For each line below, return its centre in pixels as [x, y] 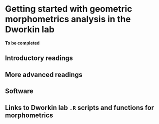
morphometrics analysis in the [68, 19]
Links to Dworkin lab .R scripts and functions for [79, 108]
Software [19, 91]
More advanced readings [44, 74]
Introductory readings [39, 58]
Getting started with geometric [69, 9]
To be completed [22, 43]
